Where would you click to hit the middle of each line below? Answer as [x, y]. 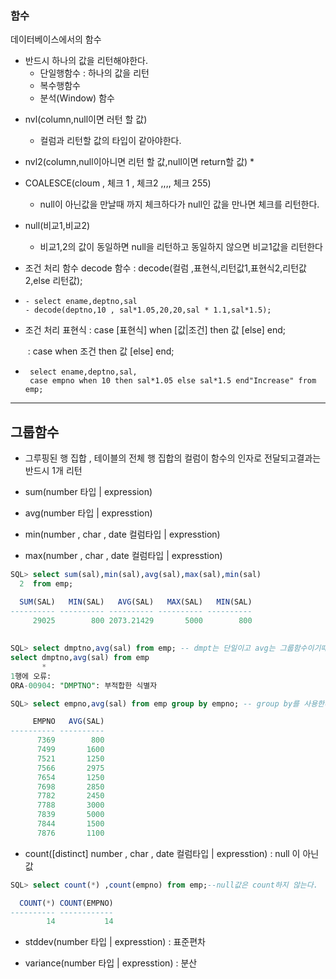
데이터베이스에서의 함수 [56, 39]
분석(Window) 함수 [77, 98]
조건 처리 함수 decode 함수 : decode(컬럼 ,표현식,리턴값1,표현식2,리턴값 [165, 268]
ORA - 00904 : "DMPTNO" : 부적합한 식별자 [84, 685]
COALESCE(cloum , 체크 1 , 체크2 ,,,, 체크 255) [118, 183]
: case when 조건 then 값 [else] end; [101, 351]
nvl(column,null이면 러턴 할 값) [86, 119]
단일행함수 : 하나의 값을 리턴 [94, 73]
